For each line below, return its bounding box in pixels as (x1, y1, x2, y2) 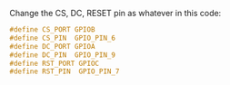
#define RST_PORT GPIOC (9, 59, 100, 68)
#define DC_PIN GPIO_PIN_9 (9, 50, 116, 60)
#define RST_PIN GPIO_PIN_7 (9, 67, 120, 76)
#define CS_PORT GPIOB (9, 25, 95, 34)
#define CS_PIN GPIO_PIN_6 (9, 33, 116, 42)
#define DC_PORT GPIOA (9, 42, 95, 51)
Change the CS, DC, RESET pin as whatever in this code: (9, 8, 222, 18)
